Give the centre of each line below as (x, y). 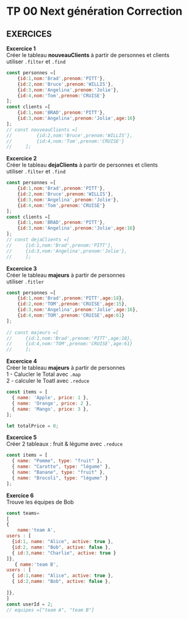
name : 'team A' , (37, 530)
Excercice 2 (22, 159)
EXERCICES (29, 34)
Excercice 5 (21, 437)
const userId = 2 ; (30, 604)
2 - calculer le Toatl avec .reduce (48, 381)
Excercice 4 (22, 361)
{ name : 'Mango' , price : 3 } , (50, 409)
